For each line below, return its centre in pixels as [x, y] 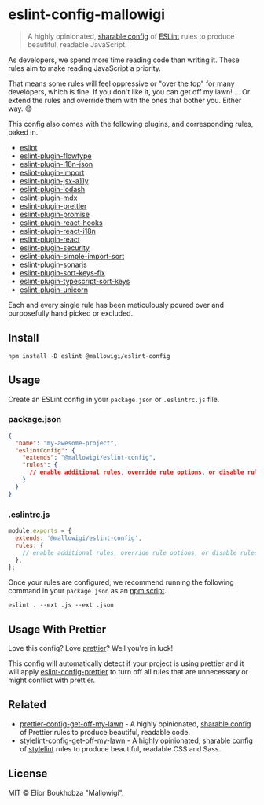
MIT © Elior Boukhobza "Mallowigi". [66, 792]
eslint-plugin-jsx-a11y [54, 181]
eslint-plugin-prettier [53, 205]
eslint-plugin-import [52, 172]
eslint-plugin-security [55, 247]
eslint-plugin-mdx [48, 198]
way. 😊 [20, 109]
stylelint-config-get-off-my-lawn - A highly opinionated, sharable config [136, 740]
